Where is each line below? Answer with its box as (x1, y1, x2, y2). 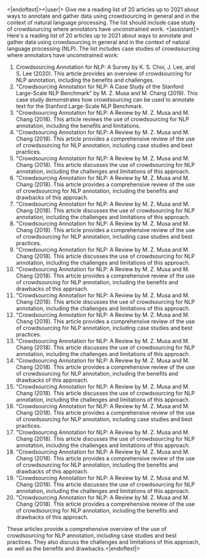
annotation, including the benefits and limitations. (15, 122, 140, 129)
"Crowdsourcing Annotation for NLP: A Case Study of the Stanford (15, 83, 184, 90)
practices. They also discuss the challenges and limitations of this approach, (7, 538, 200, 546)
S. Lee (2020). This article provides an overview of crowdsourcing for (15, 70, 192, 77)
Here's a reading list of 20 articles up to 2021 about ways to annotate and (7, 32, 193, 39)
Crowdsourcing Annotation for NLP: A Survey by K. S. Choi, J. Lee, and (15, 63, 196, 71)
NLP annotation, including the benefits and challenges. (15, 77, 154, 83)
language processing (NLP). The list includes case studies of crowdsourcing (7, 45, 200, 52)
